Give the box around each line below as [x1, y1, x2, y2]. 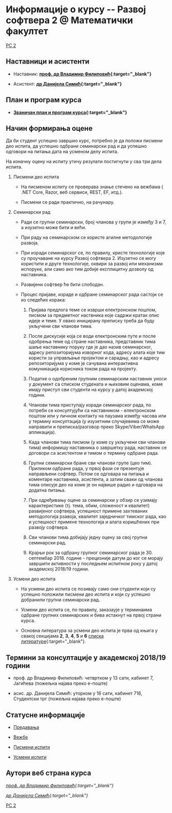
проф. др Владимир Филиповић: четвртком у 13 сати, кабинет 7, [13, 675, 154, 681]
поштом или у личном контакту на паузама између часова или [28, 413, 167, 419]
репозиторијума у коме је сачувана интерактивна [28, 360, 138, 367]
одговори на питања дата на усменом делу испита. [6, 149, 119, 155]
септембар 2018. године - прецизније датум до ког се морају [28, 555, 163, 561]
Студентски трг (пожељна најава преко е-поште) [13, 696, 121, 702]
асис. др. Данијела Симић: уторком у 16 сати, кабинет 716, [13, 690, 142, 697]
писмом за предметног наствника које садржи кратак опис [28, 312, 160, 318]
